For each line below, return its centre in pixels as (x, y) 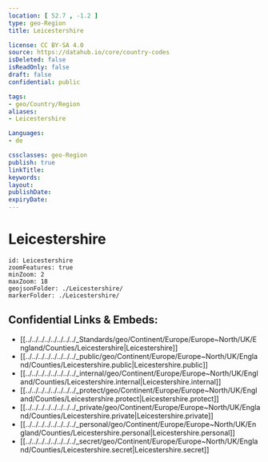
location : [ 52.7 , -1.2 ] (53, 16)
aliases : (23, 112)
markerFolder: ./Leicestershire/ (64, 295)
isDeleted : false (37, 60)
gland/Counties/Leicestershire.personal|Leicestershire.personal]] (128, 432)
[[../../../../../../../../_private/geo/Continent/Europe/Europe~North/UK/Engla (140, 407)
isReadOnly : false (39, 68)
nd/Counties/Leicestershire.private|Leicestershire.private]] (116, 416)
